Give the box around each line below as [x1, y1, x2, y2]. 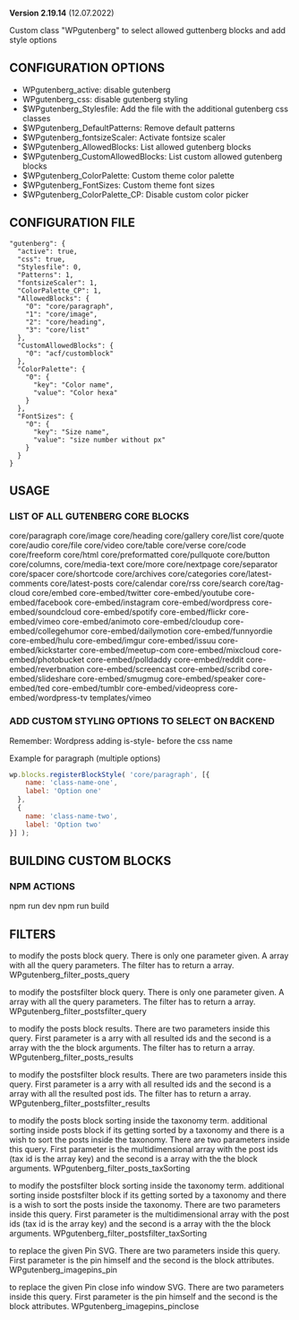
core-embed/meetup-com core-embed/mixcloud [79, 645, 261, 656]
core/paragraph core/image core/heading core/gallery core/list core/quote [9, 530, 285, 541]
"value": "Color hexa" [32, 388, 118, 398]
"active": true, [17, 247, 78, 256]
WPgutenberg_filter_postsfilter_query [9, 1006, 148, 1017]
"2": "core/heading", [25, 318, 106, 327]
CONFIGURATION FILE [9, 215, 136, 231]
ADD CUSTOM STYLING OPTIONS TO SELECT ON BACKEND [9, 715, 275, 728]
